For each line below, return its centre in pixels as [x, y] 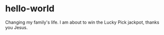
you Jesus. [16, 27]
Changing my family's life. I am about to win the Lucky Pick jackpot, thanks [82, 22]
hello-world [30, 9]
